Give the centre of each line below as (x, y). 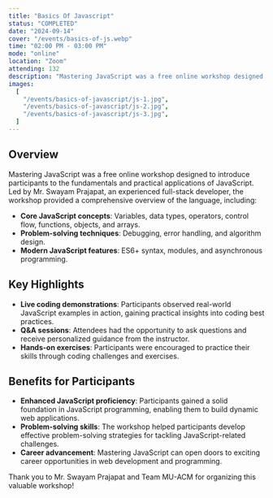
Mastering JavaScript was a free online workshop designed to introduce (129, 174)
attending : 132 (34, 69)
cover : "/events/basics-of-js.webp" (70, 39)
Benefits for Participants (72, 381)
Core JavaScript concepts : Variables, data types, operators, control (134, 215)
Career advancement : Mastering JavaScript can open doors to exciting (140, 453)
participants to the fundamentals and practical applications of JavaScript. (131, 183)
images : (22, 84)
